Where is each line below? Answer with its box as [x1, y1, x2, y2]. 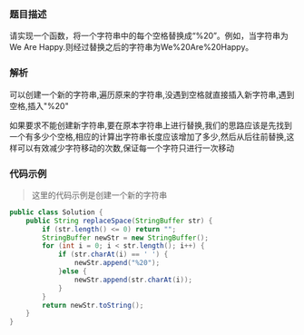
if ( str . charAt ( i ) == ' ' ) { [57, 250, 169, 260]
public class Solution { [9, 207, 103, 217]
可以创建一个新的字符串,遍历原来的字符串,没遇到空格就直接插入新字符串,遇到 [9, 89, 295, 100]
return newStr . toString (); [42, 301, 144, 310]
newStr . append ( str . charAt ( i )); [74, 275, 193, 284]
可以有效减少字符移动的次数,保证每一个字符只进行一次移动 [16, 143, 235, 153]
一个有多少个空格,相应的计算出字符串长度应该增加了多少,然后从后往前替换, [9, 131, 288, 142]
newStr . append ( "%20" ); [74, 259, 161, 268]
